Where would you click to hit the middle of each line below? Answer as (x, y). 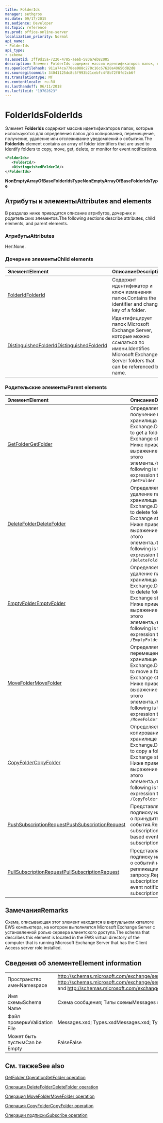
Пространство (24, 979)
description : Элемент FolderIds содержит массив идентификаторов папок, (80, 64)
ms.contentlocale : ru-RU (30, 82)
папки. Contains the (134, 298)
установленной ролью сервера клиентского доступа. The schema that (77, 932)
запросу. (141, 875)
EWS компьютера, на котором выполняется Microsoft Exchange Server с (80, 927)
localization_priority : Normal (37, 37)
